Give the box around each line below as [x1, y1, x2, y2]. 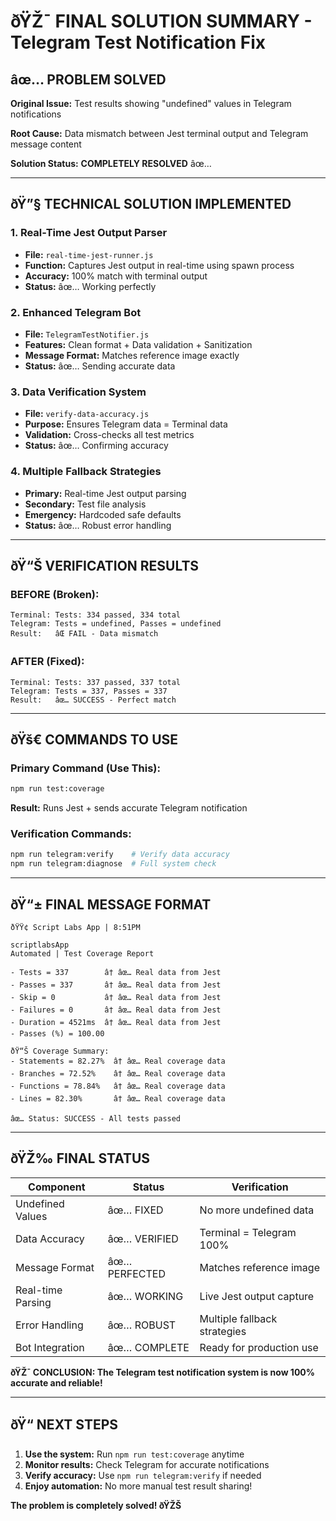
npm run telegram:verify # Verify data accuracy [10, 850, 230, 860]
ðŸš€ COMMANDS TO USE [10, 731, 179, 748]
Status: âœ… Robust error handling [24, 519, 172, 531]
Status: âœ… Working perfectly [24, 280, 157, 292]
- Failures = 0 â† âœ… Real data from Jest [10, 1005, 222, 1015]
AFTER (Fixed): [10, 655, 85, 669]
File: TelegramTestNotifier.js [24, 328, 150, 340]
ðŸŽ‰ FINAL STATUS [10, 1150, 151, 1167]
